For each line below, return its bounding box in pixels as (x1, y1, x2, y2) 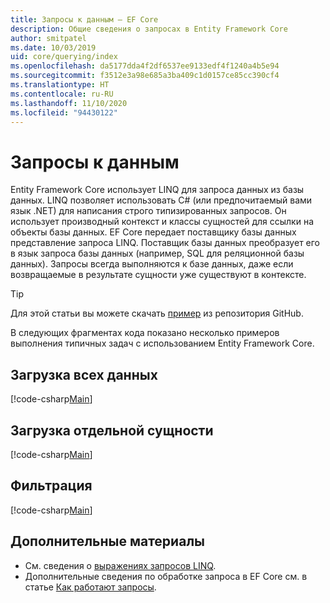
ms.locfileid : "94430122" (10, 107, 118, 118)
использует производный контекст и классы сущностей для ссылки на (10, 216, 314, 228)
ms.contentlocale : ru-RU (10, 89, 114, 99)
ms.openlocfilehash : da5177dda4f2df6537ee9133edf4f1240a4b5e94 (10, 61, 280, 71)
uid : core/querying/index (10, 52, 118, 62)
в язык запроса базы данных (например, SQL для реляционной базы (10, 247, 305, 260)
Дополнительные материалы (10, 533, 206, 550)
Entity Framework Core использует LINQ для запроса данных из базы (10, 184, 305, 196)
